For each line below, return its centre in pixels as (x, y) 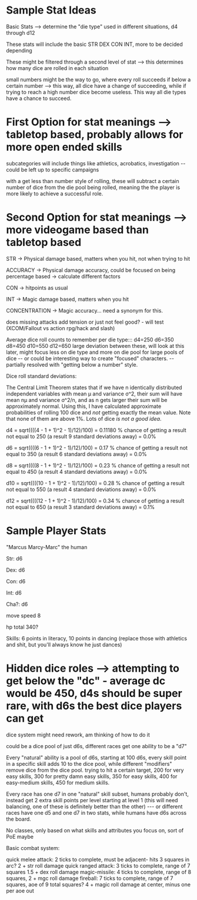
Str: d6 (14, 558)
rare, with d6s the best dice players (94, 705)
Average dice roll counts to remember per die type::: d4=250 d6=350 (90, 340)
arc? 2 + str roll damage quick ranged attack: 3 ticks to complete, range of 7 (98, 865)
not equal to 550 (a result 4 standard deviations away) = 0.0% (81, 489)
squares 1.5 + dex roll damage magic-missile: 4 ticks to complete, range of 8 (99, 872)
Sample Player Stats (56, 531)
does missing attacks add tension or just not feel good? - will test (85, 322)
